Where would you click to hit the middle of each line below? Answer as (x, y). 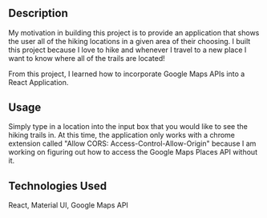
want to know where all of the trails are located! (87, 58)
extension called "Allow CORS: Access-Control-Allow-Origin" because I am (132, 143)
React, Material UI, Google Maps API (68, 205)
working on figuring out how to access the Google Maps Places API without (133, 152)
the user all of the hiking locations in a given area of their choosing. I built (129, 41)
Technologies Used (57, 186)
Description (38, 13)
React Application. (38, 82)
